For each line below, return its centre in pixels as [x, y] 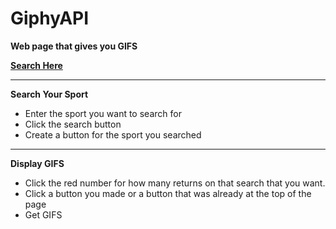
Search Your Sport [49, 94]
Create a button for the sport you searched [113, 134]
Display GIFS [37, 163]
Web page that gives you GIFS [74, 46]
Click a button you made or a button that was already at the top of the [168, 193]
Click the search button [73, 124]
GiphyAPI [50, 18]
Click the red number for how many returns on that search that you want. [175, 183]
